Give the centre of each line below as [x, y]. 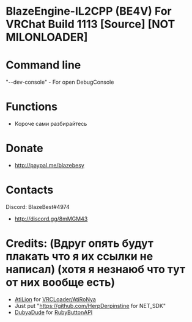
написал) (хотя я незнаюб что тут [96, 269]
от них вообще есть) [61, 283]
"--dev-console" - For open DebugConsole [60, 82]
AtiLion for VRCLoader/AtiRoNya [55, 299]
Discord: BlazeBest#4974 [38, 207]
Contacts [30, 190]
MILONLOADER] [47, 37]
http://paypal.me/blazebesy [50, 165]
